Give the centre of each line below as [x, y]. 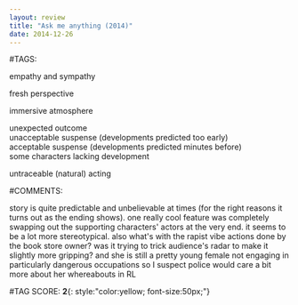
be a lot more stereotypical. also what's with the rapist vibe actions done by [148, 237]
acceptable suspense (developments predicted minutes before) [125, 147]
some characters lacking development [79, 157]
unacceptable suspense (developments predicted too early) [119, 138]
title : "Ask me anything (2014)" [71, 26]
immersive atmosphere [51, 111]
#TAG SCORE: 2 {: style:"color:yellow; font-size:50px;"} [110, 292]
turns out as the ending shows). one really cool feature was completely [139, 218]
